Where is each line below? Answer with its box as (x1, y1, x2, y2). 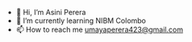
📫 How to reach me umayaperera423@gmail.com (15, 25, 184, 34)
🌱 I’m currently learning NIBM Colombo (15, 16, 147, 25)
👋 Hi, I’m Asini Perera (15, 8, 86, 17)
